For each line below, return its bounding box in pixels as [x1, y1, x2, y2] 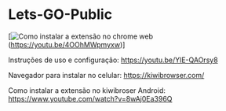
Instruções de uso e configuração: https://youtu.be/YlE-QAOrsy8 [8, 55, 218, 65]
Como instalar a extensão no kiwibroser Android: [8, 85, 166, 95]
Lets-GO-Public [8, 6, 112, 24]
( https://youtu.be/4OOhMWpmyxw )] [8, 39, 126, 49]
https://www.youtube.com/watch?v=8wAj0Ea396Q [8, 94, 173, 103]
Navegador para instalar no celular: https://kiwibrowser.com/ [8, 70, 205, 80]
